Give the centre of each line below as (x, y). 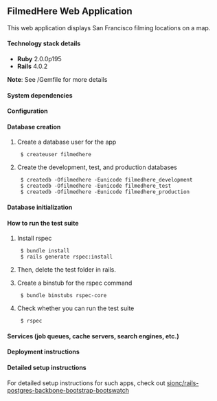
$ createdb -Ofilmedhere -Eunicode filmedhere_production (105, 192)
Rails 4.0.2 (32, 66)
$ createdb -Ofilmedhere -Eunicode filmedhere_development (106, 180)
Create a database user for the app (67, 142)
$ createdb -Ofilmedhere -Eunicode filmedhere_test (96, 186)
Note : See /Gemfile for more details (57, 80)
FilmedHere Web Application (70, 11)
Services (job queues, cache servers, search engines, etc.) (93, 336)
